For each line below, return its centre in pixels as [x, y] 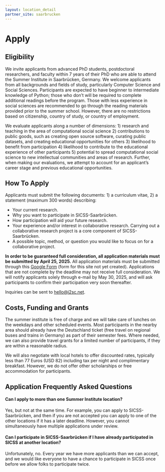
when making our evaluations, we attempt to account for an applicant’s [77, 162]
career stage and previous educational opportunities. [59, 168]
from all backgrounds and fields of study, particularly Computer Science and [83, 85]
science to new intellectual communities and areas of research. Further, [78, 157]
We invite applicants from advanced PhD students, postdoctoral [70, 69]
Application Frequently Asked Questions [69, 387]
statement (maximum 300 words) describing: [51, 200]
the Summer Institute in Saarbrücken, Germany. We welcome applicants [78, 79]
